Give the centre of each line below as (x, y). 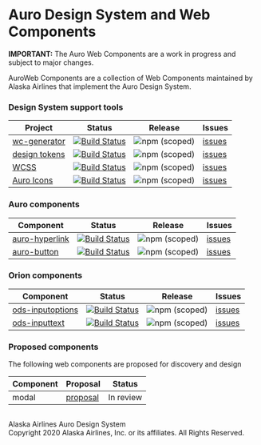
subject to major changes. (51, 62)
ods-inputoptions (45, 310)
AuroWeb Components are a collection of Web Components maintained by (130, 78)
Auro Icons (33, 180)
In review (125, 398)
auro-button (36, 251)
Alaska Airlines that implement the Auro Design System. (100, 86)
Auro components (44, 204)
